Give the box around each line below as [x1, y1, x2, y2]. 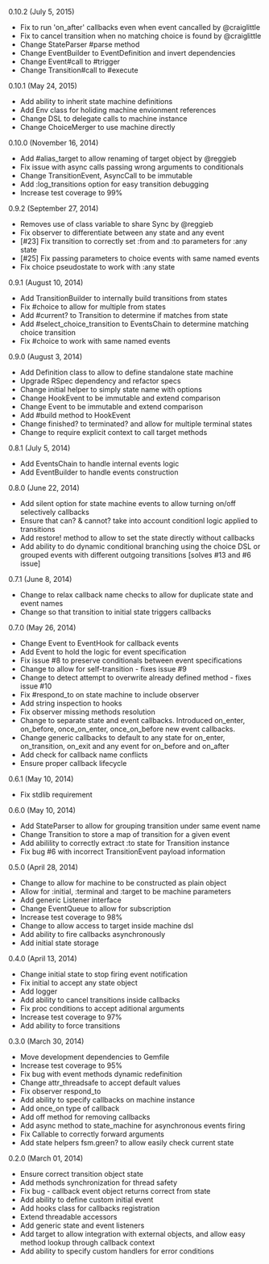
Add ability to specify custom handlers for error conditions [19, 1246, 215, 1256]
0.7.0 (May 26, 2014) [8, 623, 77, 632]
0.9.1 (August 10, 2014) [8, 278, 84, 287]
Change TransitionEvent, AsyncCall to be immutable [19, 171, 193, 180]
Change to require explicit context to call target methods [19, 428, 208, 437]
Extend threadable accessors [19, 1212, 118, 1221]
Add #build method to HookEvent [19, 411, 131, 420]
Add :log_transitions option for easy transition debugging [19, 179, 209, 189]
